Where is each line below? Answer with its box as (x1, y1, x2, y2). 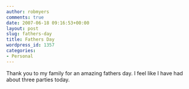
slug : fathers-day (6, 31, 52, 37)
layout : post (6, 25, 39, 32)
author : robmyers (6, 8, 50, 15)
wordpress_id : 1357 (6, 42, 55, 48)
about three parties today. (6, 76, 70, 83)
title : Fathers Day (6, 36, 55, 42)
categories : (6, 48, 36, 54)
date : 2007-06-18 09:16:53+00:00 (6, 20, 90, 26)
